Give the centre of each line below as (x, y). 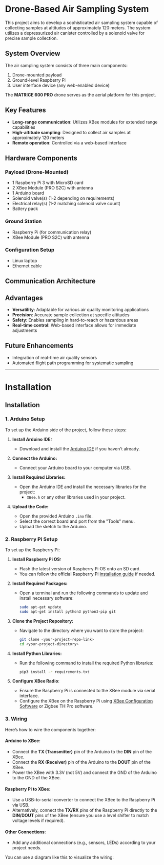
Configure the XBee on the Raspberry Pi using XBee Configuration (86, 701)
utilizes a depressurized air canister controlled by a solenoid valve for (75, 33)
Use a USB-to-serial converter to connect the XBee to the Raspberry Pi (83, 800)
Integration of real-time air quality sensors (54, 357)
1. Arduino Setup (25, 419)
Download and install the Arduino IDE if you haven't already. (80, 448)
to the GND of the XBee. (36, 777)
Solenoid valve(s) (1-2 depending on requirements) (63, 198)
